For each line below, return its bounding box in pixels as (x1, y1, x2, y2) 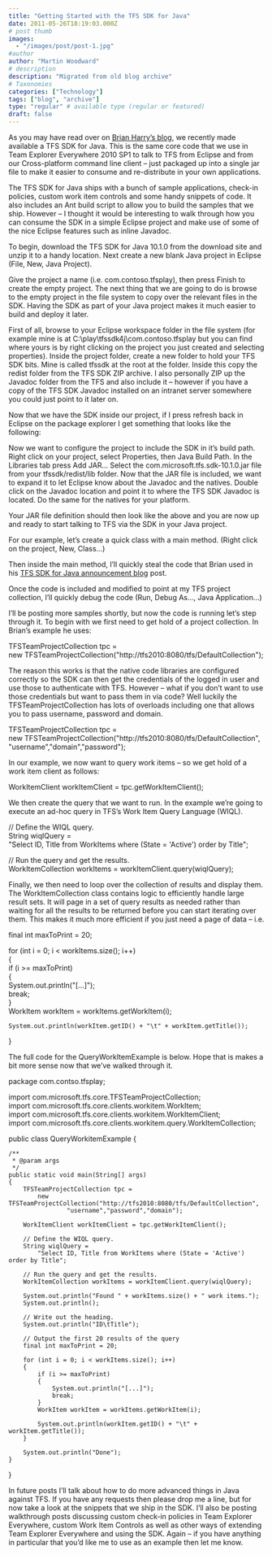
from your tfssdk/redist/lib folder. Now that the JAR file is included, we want (8, 469, 262, 478)
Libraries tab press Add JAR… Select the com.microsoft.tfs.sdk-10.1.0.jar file (8, 460, 262, 470)
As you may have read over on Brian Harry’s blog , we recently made (8, 133, 236, 142)
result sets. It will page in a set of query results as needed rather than (8, 897, 241, 907)
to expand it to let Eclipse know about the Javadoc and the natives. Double (8, 477, 258, 487)
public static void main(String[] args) (8, 1171, 148, 1179)
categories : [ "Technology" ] (8, 87, 104, 96)
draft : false (8, 111, 53, 119)
